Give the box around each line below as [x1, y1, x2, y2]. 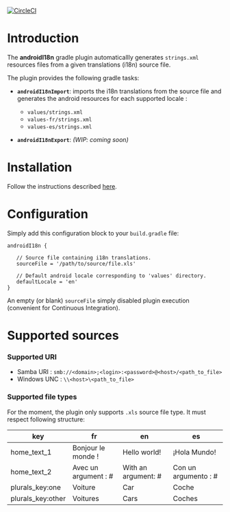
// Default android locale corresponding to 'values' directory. [16, 272, 207, 279]
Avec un [72, 463, 99, 472]
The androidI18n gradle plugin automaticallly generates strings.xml [7, 53, 199, 61]
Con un [172, 463, 196, 472]
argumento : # [172, 471, 218, 480]
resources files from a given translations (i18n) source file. [7, 60, 171, 69]
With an [122, 463, 147, 472]
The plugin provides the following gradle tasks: [7, 73, 140, 82]
